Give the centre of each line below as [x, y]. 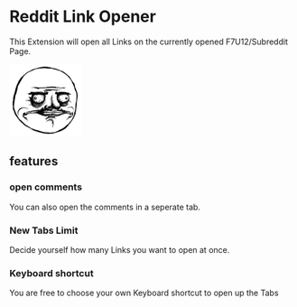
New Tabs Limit [44, 230]
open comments [46, 187]
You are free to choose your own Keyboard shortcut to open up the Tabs [144, 293]
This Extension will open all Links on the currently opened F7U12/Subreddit [149, 42]
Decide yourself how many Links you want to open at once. [120, 249]
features [34, 161]
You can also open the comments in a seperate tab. [105, 207]
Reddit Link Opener [83, 17]
